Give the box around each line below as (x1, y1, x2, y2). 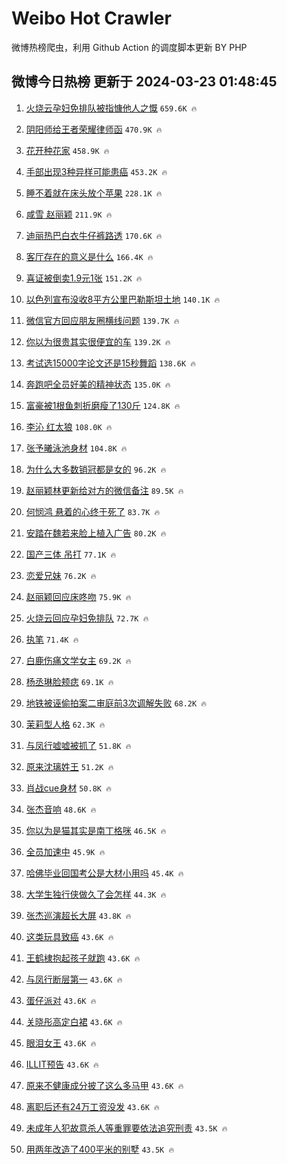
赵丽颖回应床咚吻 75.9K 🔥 (25, 590, 132, 602)
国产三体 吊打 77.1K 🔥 (25, 548, 117, 560)
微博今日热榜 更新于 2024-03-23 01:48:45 (11, 73, 278, 91)
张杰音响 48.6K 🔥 (25, 803, 97, 815)
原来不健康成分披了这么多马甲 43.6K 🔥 (25, 1079, 184, 1091)
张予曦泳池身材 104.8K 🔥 (25, 442, 128, 454)
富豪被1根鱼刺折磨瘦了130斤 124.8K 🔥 (25, 399, 181, 411)
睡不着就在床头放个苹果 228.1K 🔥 (25, 187, 163, 199)
